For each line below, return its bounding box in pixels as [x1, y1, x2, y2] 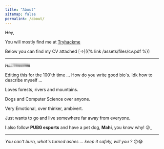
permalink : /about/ [5, 16, 45, 21]
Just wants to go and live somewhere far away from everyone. [5, 115, 131, 121]
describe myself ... [5, 77, 42, 83]
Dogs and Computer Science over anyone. [5, 96, 90, 102]
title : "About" [5, 7, 36, 12]
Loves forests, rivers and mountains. [5, 86, 79, 93]
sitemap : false [5, 12, 36, 17]
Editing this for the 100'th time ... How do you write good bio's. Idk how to [5, 72, 153, 78]
